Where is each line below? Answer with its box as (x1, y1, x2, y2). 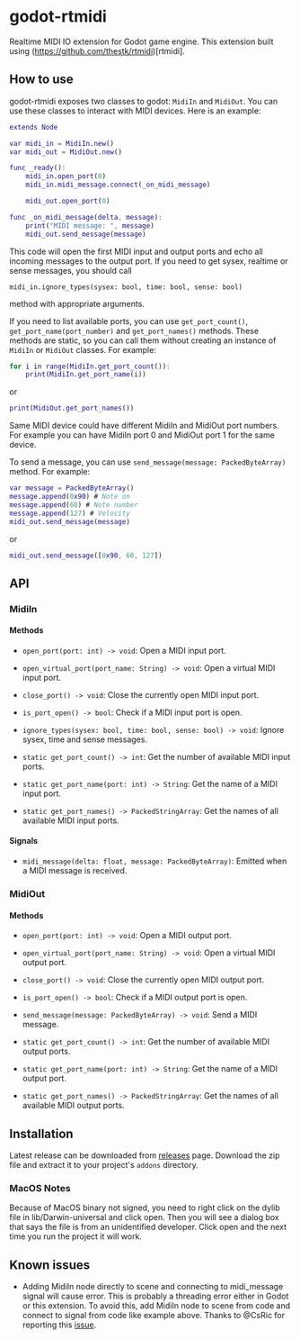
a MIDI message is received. (22, 865, 128, 876)
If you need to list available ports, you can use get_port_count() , (9, 315, 249, 326)
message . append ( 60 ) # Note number (9, 500, 139, 510)
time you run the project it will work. (9, 1231, 142, 1242)
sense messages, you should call (9, 265, 132, 276)
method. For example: (9, 466, 91, 477)
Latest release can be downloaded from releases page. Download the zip (9, 1150, 280, 1161)
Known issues (9, 1257, 91, 1272)
